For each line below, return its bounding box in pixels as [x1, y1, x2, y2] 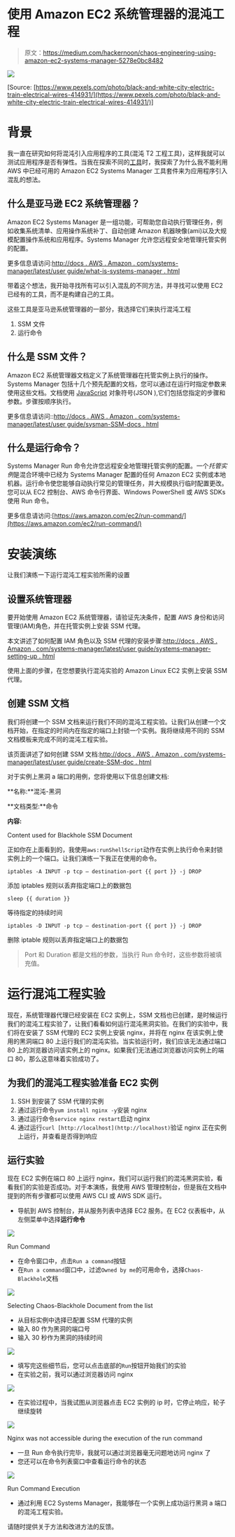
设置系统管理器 [7, 593, 72, 605]
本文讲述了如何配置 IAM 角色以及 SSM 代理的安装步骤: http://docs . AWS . [7, 637, 218, 645]
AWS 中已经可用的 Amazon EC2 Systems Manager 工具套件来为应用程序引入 [7, 166, 228, 175]
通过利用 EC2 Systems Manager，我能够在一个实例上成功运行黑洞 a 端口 [17, 1499, 227, 1508]
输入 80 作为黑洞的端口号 [17, 1325, 91, 1333]
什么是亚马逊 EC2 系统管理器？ [7, 197, 141, 210]
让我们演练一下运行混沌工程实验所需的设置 [7, 571, 130, 579]
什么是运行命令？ [7, 442, 81, 454]
